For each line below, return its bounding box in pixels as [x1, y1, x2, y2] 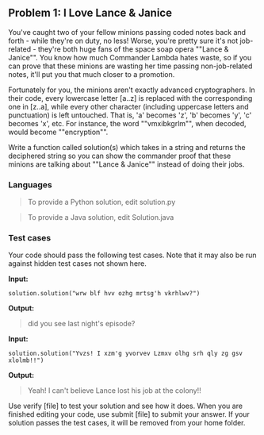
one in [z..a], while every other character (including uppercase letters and [8, 102, 249, 111]
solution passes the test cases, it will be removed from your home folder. [8, 418, 246, 428]
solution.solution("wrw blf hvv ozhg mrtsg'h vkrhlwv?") [8, 290, 201, 298]
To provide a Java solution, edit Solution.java [27, 213, 174, 222]
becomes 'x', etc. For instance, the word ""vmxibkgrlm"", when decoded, [8, 118, 247, 128]
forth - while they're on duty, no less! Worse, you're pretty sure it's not [8, 36, 239, 45]
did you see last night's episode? [27, 319, 136, 329]
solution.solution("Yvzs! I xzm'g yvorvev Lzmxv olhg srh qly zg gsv [8, 349, 243, 358]
